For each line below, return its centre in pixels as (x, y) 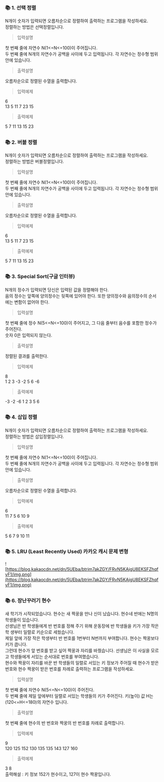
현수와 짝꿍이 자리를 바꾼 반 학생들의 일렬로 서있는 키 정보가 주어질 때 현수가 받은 (82, 663)
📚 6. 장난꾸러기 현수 (28, 600)
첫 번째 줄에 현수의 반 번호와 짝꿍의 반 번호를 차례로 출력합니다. (65, 723)
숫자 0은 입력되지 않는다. (29, 335)
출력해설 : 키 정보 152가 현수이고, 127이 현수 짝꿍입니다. (58, 774)
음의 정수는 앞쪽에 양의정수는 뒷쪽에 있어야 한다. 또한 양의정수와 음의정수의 (76, 296)
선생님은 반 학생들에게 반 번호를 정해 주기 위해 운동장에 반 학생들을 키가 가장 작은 (82, 626)
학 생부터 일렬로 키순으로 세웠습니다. (40, 632)
